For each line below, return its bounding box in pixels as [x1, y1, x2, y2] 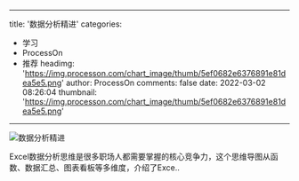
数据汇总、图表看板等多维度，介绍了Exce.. [24, 162, 180, 173]
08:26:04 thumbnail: [21, 87, 98, 98]
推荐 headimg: [21, 59, 76, 68]
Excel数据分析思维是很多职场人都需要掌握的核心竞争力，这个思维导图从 [9, 152, 271, 161]
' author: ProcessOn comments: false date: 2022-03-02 [61, 77, 266, 88]
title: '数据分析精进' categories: [9, 19, 123, 29]
